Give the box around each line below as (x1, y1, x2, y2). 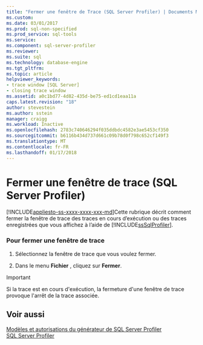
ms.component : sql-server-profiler (6, 43, 96, 49)
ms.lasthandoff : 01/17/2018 (6, 149, 77, 156)
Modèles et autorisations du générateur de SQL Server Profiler (6, 325, 162, 333)
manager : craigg (6, 116, 47, 122)
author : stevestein (6, 104, 56, 111)
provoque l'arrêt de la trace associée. (6, 292, 100, 299)
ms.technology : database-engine (6, 59, 88, 65)
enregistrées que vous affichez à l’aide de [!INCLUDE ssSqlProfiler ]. (6, 222, 173, 229)
